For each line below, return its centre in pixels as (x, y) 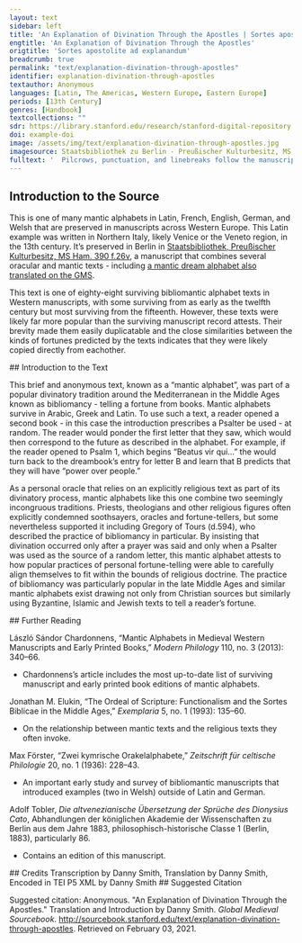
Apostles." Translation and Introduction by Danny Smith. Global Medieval (144, 910)
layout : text (34, 18)
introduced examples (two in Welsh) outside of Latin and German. (144, 792)
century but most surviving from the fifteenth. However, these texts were (144, 312)
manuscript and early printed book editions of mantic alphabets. (141, 684)
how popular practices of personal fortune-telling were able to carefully (142, 565)
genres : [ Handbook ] (46, 110)
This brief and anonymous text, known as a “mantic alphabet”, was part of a (150, 385)
